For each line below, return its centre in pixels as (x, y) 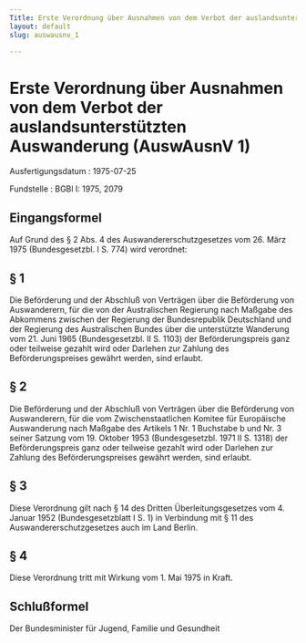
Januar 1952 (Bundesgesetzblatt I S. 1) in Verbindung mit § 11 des (132, 517)
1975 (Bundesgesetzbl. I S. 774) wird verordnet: (98, 249)
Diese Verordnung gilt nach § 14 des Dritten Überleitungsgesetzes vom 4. (147, 508)
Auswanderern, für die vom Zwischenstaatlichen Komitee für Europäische (148, 418)
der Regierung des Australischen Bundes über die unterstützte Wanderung (149, 328)
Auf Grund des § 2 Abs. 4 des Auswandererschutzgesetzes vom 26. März (148, 240)
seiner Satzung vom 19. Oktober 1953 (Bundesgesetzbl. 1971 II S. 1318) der (149, 438)
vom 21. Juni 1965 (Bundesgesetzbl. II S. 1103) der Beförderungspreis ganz (150, 338)
